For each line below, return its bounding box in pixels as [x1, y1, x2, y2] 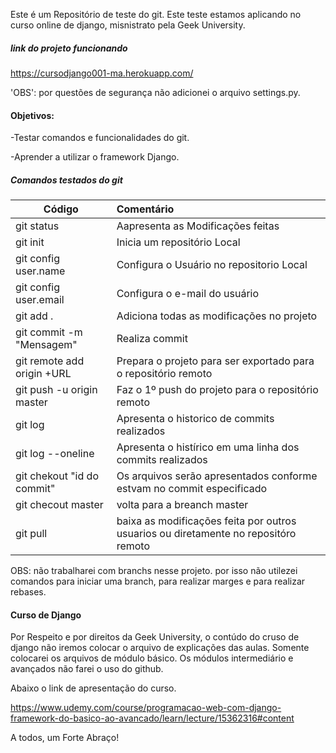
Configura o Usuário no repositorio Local [116, 258, 308, 272]
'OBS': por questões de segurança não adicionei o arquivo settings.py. [10, 86, 301, 98]
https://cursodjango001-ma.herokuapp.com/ [10, 67, 194, 79]
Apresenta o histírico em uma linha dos [116, 440, 300, 454]
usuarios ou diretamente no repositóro [116, 527, 297, 541]
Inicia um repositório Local [116, 235, 241, 249]
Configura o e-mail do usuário [116, 287, 260, 301]
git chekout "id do [15, 469, 99, 483]
